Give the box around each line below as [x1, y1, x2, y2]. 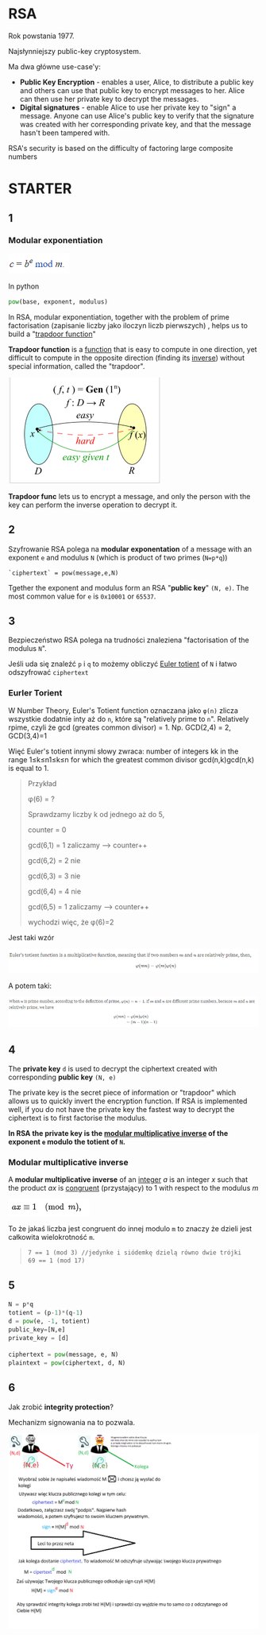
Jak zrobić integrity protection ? [8, 1402, 114, 1412]
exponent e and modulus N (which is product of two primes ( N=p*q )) [8, 552, 228, 562]
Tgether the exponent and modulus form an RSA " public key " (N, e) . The [8, 583, 249, 592]
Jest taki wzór [8, 932, 55, 942]
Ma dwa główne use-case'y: [8, 61, 101, 72]
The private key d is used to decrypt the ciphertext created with [8, 1064, 218, 1073]
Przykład [27, 778, 57, 788]
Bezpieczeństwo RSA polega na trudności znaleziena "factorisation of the [8, 635, 249, 645]
